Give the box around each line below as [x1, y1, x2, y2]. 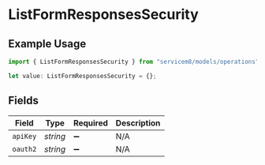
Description [115, 117, 161, 128]
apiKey [12, 132, 37, 141]
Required [73, 117, 109, 128]
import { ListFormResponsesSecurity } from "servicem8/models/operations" [8, 58, 259, 66]
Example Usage [8, 37, 87, 51]
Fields [8, 94, 39, 107]
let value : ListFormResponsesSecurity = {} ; [8, 72, 157, 80]
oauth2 [12, 144, 37, 153]
